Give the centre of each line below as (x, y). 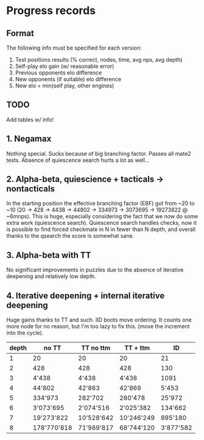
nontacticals (30, 189)
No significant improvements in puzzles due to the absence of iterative (95, 270)
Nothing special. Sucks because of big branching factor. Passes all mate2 (99, 153)
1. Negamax (29, 139)
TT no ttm (96, 348)
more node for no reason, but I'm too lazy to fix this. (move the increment (98, 326)
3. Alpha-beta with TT (49, 255)
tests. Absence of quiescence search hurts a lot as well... (78, 160)
